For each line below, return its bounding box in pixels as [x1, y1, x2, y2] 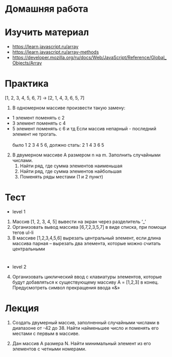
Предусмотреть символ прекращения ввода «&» [12, 285, 120, 291]
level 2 [12, 264, 27, 270]
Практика [5, 78, 49, 90]
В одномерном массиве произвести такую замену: [12, 105, 125, 111]
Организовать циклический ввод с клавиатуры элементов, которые [12, 274, 162, 280]
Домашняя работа [5, 3, 88, 15]
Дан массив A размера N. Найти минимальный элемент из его [12, 341, 151, 347]
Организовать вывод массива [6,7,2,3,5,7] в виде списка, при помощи [12, 224, 166, 230]
